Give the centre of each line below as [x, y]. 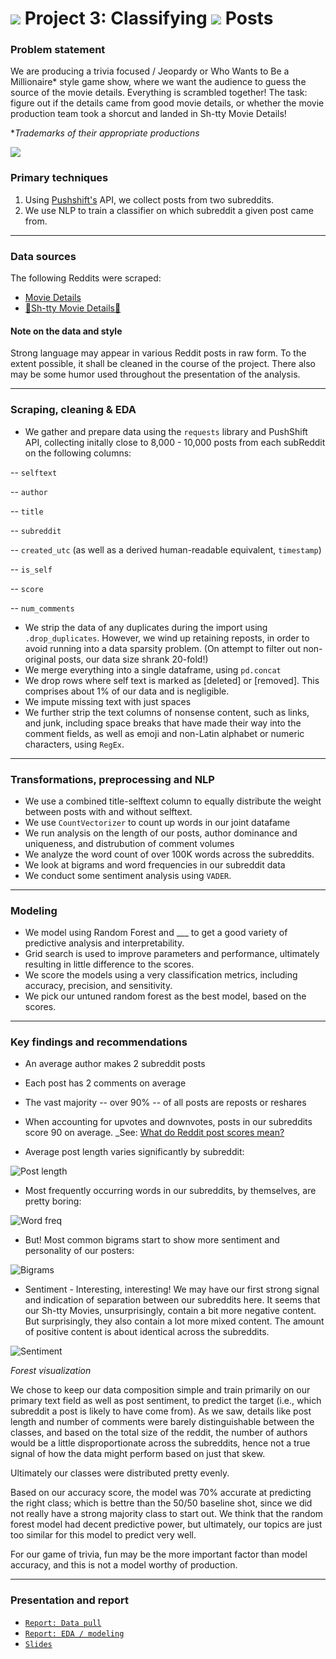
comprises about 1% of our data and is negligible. [127, 691]
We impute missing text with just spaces [108, 701]
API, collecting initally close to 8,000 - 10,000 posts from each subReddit [175, 442]
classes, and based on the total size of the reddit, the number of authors [159, 1433]
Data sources [43, 256]
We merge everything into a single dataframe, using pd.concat [153, 669]
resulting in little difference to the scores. [109, 964]
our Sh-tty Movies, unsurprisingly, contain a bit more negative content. [170, 1311]
